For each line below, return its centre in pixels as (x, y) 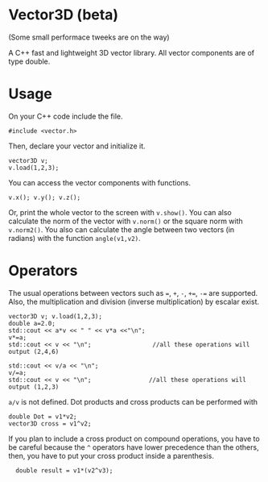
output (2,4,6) (34, 351)
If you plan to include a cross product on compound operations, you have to (134, 438)
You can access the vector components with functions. (100, 182)
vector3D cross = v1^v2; (50, 424)
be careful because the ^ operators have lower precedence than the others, (134, 447)
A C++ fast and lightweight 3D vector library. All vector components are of (132, 52)
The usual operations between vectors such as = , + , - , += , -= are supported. (133, 293)
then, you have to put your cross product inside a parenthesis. (111, 455)
